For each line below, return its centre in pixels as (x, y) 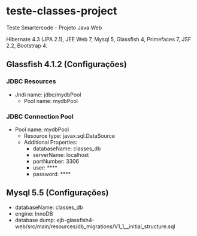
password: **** (51, 174)
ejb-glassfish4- (75, 220)
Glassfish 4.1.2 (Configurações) (66, 64)
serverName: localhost (61, 155)
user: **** (45, 167)
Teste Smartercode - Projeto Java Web (54, 28)
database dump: (35, 220)
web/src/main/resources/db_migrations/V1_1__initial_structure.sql (95, 226)
